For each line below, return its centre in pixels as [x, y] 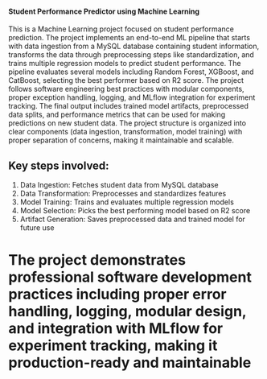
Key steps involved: [59, 165]
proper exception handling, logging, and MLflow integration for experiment [132, 97]
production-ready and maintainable [130, 363]
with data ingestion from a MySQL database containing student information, [134, 46]
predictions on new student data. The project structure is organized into [127, 123]
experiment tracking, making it [113, 346]
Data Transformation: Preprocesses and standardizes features [123, 194]
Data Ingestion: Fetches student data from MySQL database [119, 185]
